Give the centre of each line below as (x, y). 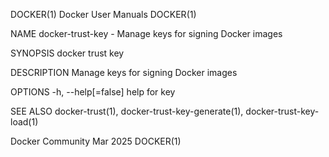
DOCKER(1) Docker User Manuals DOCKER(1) (103, 14)
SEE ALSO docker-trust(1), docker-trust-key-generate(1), (127, 111)
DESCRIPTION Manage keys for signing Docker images (124, 72)
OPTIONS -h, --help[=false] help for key (93, 92)
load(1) (24, 122)
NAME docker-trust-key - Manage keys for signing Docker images (146, 33)
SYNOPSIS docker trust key (67, 53)
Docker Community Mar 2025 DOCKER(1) (96, 141)
